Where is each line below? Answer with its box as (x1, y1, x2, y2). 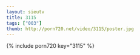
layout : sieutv (6, 8, 45, 15)
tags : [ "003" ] (6, 20, 42, 26)
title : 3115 (6, 15, 36, 21)
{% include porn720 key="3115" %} (6, 42, 95, 50)
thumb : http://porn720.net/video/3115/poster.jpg (6, 25, 135, 32)
